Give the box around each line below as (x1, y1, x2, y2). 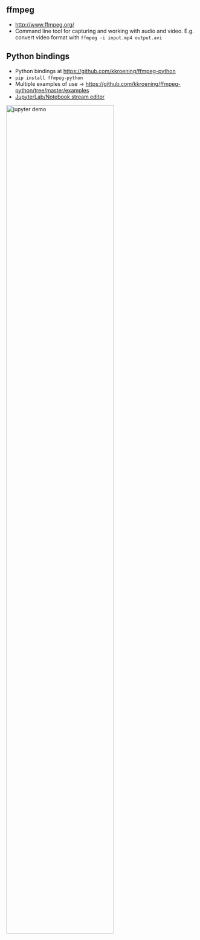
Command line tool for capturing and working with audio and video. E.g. (15, 27, 195, 34)
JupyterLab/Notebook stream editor (15, 93, 105, 100)
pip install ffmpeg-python (15, 75, 83, 81)
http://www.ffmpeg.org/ (15, 21, 74, 28)
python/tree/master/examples (15, 86, 89, 94)
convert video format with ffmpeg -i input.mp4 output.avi (15, 33, 163, 41)
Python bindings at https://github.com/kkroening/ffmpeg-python (15, 67, 176, 74)
